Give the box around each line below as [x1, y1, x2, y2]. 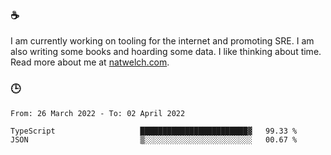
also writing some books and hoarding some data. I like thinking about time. [10, 46, 322, 58]
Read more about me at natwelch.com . [10, 56, 170, 68]
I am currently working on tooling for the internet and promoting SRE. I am [10, 35, 315, 47]
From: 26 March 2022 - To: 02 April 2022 [10, 108, 186, 118]
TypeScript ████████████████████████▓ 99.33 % [10, 126, 298, 136]
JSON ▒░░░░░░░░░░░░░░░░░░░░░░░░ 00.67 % [10, 134, 298, 145]
